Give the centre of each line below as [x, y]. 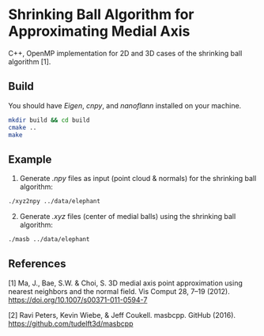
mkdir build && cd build [49, 120]
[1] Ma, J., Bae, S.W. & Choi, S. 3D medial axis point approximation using [126, 283]
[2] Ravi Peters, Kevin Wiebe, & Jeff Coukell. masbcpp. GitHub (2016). [122, 315]
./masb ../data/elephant [49, 240]
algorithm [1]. [30, 62]
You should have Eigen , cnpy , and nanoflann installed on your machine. [125, 105]
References [37, 264]
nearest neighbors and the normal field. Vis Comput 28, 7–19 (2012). [119, 291]
